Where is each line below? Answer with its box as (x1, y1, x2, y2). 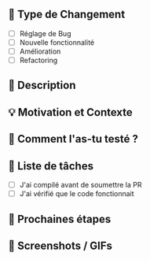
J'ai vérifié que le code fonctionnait (19, 189, 135, 199)
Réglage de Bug (19, 28, 71, 38)
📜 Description (8, 79, 76, 92)
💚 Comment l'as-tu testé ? (8, 132, 139, 146)
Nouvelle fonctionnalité (19, 37, 95, 47)
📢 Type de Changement (8, 8, 126, 21)
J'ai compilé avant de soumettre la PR (19, 180, 142, 190)
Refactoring (19, 56, 58, 65)
